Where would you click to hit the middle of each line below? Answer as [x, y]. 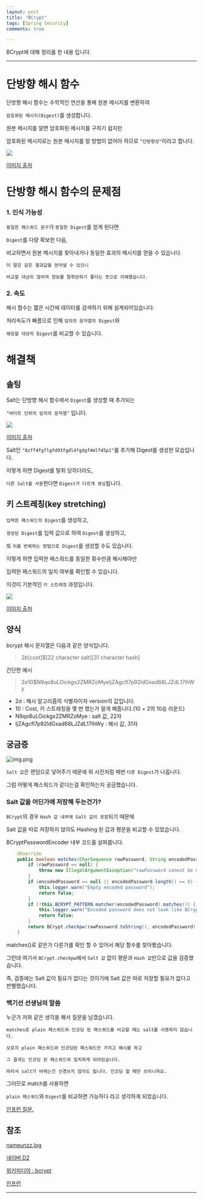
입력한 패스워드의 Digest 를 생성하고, [47, 520]
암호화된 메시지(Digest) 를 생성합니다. [49, 115]
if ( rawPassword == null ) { [63, 865]
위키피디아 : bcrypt [29, 1171]
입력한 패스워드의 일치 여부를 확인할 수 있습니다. [63, 571]
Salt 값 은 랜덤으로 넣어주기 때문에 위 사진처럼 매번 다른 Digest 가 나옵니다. [94, 772]
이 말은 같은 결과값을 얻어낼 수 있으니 [47, 265]
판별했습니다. [22, 986]
